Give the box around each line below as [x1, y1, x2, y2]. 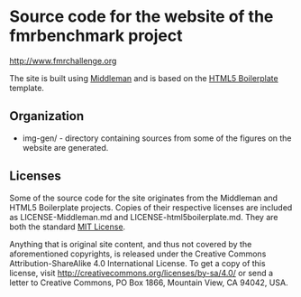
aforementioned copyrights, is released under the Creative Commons [9, 248, 267, 259]
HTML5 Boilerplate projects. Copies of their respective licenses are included [9, 201, 293, 213]
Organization [9, 108, 84, 124]
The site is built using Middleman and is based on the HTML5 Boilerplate [9, 72, 278, 83]
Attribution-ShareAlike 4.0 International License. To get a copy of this [9, 257, 266, 268]
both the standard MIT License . [9, 221, 126, 232]
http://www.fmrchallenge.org [9, 55, 117, 66]
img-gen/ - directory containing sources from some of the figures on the [22, 133, 292, 144]
